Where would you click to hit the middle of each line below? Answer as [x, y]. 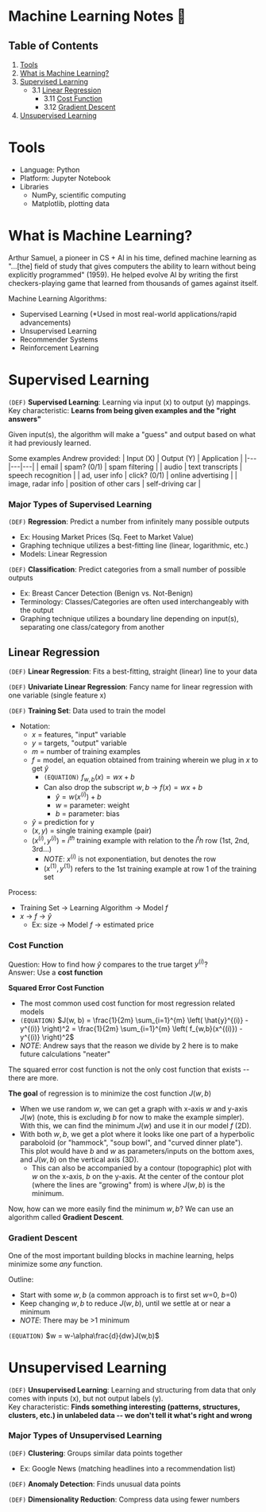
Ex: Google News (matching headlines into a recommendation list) [127, 1468]
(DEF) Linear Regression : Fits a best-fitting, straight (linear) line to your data [133, 671]
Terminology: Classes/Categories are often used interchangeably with [134, 602]
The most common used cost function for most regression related [127, 1003]
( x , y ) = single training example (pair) [92, 830]
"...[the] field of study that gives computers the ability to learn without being [132, 266]
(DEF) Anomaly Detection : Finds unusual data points [94, 1483]
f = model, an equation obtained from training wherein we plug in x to [145, 760]
